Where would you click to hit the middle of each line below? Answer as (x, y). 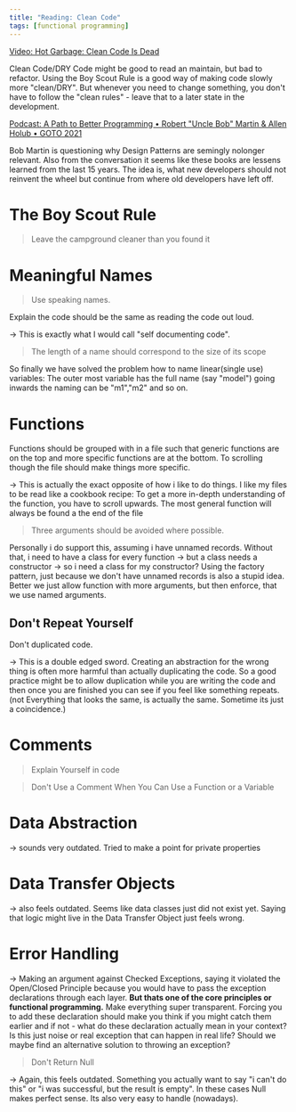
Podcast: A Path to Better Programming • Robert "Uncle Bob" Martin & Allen (148, 123)
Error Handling (64, 954)
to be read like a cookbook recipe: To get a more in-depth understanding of (148, 495)
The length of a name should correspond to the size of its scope (148, 352)
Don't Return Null (63, 1062)
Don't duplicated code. (51, 645)
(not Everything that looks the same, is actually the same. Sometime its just (147, 699)
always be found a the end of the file (76, 513)
